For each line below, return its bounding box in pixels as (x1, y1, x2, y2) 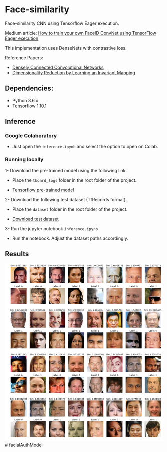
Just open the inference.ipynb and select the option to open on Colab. (12, 144, 158, 150)
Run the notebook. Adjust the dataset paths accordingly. (12, 235, 128, 241)
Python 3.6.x (12, 97, 39, 103)
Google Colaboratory (5, 132, 57, 139)
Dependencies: (5, 84, 54, 93)
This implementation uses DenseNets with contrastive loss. (5, 45, 127, 51)
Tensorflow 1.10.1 (12, 103, 47, 109)
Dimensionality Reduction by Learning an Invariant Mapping (12, 69, 136, 76)
